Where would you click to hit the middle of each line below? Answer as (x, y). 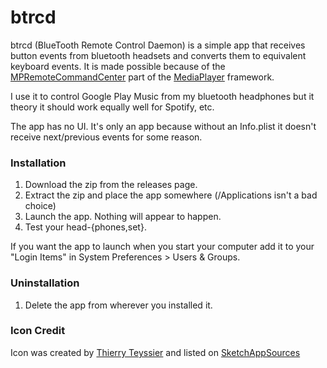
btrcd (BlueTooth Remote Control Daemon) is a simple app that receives (158, 45)
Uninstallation (45, 283)
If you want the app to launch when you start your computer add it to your (162, 247)
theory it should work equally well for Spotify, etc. (112, 107)
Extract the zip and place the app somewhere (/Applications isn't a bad (171, 195)
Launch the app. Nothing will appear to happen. (123, 217)
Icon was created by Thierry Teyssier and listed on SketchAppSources (155, 352)
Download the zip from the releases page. (111, 185)
